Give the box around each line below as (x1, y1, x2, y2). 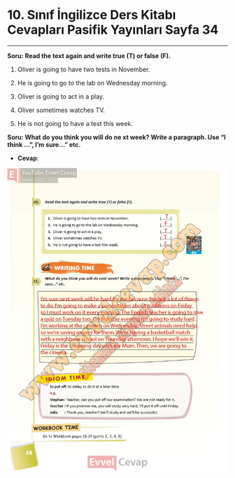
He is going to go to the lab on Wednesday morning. (17, 78, 168, 87)
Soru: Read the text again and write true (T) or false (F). (7, 51, 171, 59)
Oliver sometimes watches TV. (17, 106, 106, 114)
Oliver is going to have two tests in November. (17, 65, 150, 73)
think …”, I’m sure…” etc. (7, 140, 81, 148)
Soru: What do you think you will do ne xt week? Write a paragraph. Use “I (7, 133, 226, 141)
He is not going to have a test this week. (17, 119, 133, 127)
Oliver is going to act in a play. (17, 92, 105, 101)
